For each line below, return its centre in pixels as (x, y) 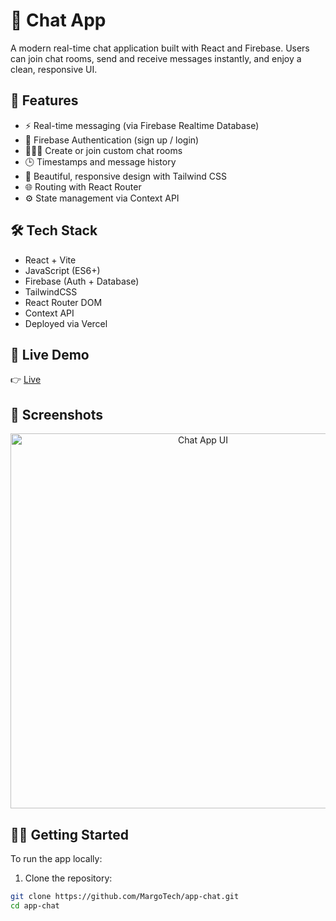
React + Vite (50, 260)
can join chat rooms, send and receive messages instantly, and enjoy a (156, 58)
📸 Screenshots (57, 414)
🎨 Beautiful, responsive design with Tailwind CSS (126, 176)
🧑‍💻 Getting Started (69, 834)
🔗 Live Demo (50, 354)
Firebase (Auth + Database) (82, 281)
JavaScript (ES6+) (62, 270)
